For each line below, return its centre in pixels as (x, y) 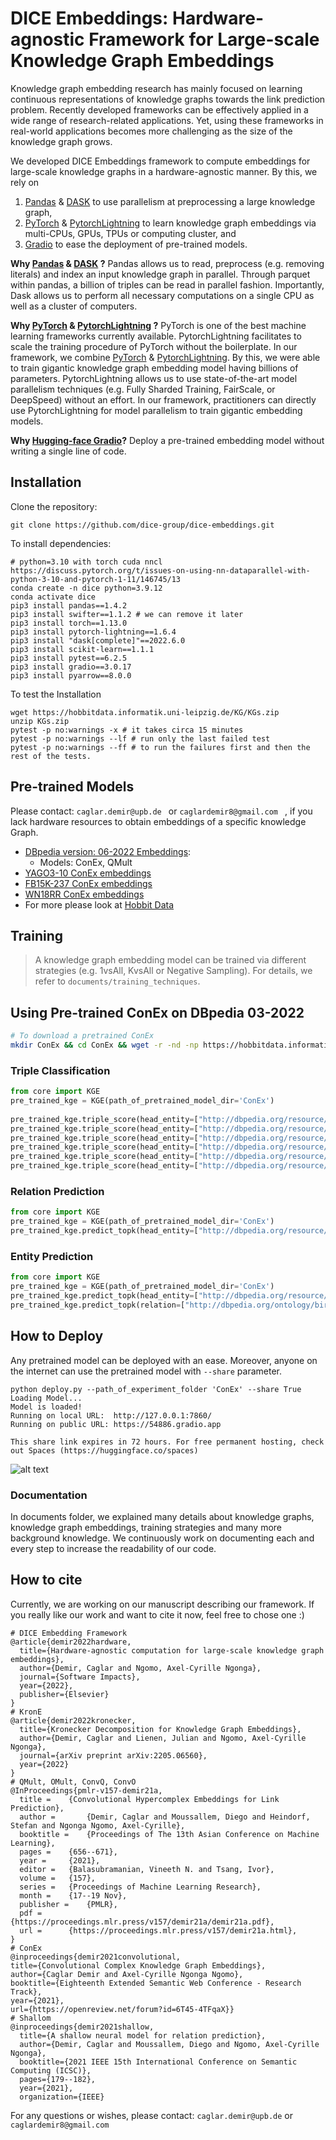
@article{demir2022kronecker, (73, 1720)
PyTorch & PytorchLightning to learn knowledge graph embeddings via (170, 223)
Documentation (49, 1495)
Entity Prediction (52, 1256)
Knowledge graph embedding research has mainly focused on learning (156, 88)
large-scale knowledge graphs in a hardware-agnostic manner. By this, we (164, 171)
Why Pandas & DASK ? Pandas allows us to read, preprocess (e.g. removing (167, 263)
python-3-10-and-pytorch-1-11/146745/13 (96, 579)
